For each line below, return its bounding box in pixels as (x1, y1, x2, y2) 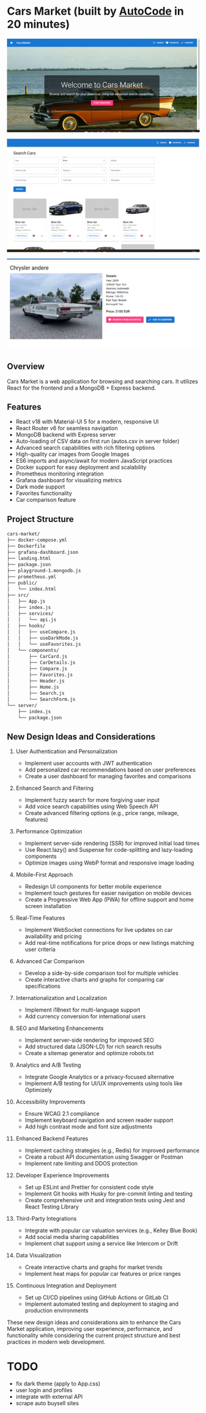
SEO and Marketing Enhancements (15, 1025, 104, 1032)
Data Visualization (15, 1252, 62, 1259)
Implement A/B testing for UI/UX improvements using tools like (24, 1080, 183, 1087)
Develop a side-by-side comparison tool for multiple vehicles (24, 969, 179, 977)
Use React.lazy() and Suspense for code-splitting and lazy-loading (24, 846, 193, 854)
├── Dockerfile (7, 544, 46, 550)
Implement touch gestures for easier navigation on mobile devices (24, 890, 192, 897)
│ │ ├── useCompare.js (7, 629, 76, 635)
